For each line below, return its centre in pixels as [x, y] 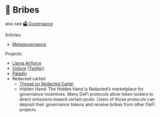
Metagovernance [29, 44]
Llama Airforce [27, 63]
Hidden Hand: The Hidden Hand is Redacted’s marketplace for [81, 89]
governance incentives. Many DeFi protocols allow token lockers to [86, 94]
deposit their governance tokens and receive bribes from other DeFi [87, 104]
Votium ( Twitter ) [28, 68]
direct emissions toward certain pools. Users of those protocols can [87, 99]
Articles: [13, 35]
